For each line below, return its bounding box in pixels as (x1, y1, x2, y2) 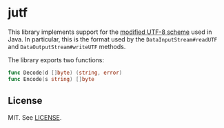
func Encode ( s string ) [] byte (8, 75, 95, 82)
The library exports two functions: (8, 55, 105, 64)
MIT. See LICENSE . (8, 113, 62, 122)
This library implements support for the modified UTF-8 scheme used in (8, 28, 212, 36)
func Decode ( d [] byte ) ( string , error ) (8, 69, 123, 76)
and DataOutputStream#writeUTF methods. (8, 42, 126, 51)
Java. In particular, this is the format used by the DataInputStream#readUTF (8, 35, 218, 43)
